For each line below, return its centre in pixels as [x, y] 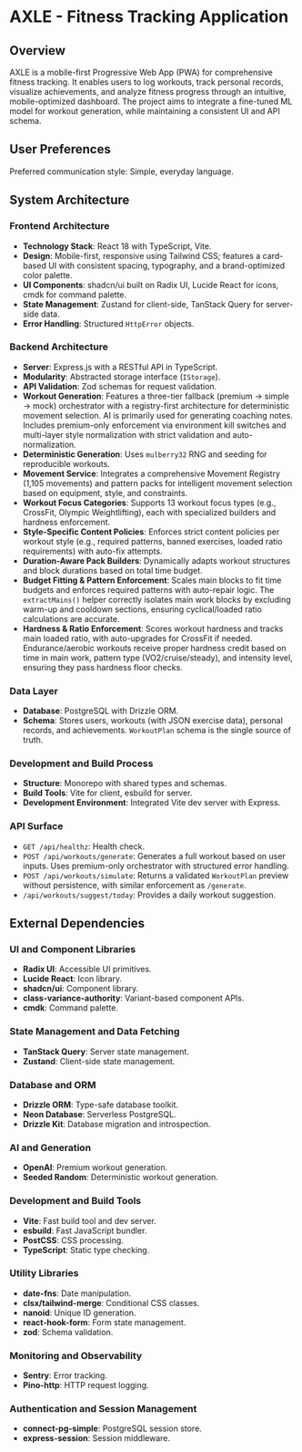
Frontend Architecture [60, 226]
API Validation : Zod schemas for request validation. [120, 386]
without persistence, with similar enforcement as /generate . [135, 885]
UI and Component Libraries [73, 949]
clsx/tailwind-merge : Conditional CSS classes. [111, 1302]
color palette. [47, 275]
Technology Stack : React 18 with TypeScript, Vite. [117, 246]
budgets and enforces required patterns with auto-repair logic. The [148, 589]
